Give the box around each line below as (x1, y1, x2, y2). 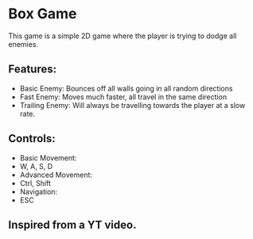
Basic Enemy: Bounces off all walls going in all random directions (19, 83, 233, 93)
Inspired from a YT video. (8, 218, 137, 231)
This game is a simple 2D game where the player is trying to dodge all (8, 31, 237, 40)
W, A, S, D (19, 161, 53, 171)
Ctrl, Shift (19, 178, 52, 187)
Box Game (8, 5, 77, 23)
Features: (8, 63, 57, 76)
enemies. (8, 39, 38, 48)
